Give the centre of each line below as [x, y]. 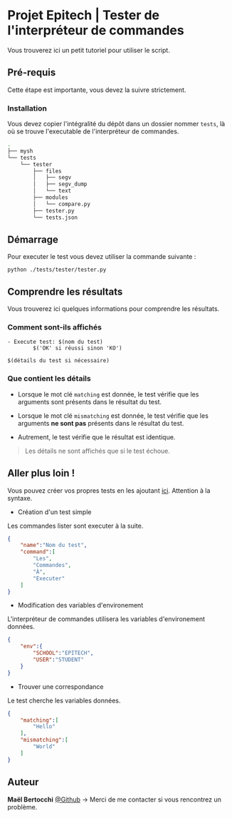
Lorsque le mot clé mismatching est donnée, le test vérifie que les [113, 415]
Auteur [23, 782]
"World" [44, 747]
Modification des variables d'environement [80, 605]
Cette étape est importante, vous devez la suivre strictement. [97, 90]
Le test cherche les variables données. [64, 700]
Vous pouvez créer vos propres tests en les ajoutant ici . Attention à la [109, 490]
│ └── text [52, 191]
